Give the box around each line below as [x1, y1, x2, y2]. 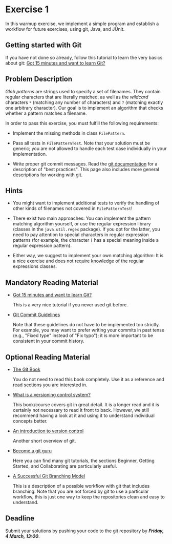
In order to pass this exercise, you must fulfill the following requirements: [5, 120, 159, 126]
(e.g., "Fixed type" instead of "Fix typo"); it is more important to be [12, 332, 154, 339]
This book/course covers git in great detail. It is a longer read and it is [12, 402, 160, 408]
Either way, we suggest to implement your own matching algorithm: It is [12, 253, 164, 259]
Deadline [5, 514, 35, 523]
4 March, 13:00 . [5, 533, 40, 539]
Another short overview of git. [12, 438, 76, 444]
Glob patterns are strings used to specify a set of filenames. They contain [5, 88, 161, 94]
